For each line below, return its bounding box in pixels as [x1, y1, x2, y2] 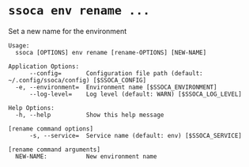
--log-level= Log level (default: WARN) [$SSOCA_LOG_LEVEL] [28, 90, 243, 98]
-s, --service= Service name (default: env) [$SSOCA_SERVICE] [28, 131, 243, 139]
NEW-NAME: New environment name [15, 152, 157, 161]
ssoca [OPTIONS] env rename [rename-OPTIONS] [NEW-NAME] [15, 48, 207, 56]
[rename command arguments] [8, 146, 101, 154]
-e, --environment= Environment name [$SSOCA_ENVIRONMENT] [15, 83, 217, 91]
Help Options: [8, 104, 55, 112]
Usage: [8, 41, 30, 50]
